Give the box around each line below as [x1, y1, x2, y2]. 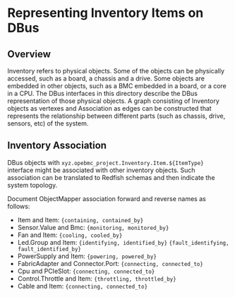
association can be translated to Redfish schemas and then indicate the [7, 173, 215, 181]
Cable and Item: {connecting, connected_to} [17, 281, 148, 290]
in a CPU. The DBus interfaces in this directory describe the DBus [7, 90, 198, 97]
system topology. [7, 181, 58, 189]
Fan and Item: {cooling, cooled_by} [17, 231, 123, 239]
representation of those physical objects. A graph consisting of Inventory [7, 97, 220, 105]
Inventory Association [7, 140, 107, 152]
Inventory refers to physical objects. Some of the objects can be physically [7, 67, 224, 75]
